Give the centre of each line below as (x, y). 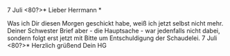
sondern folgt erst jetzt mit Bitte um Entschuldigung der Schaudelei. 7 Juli (112, 38)
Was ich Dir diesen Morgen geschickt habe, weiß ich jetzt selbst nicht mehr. (115, 23)
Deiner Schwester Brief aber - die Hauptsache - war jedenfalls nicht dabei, (114, 31)
